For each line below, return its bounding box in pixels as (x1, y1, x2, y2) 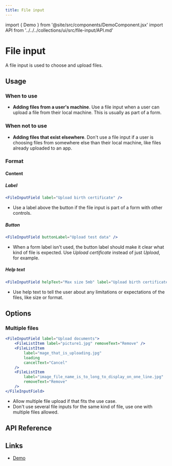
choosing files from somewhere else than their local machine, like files (12, 139, 161, 145)
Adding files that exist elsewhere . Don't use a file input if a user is (12, 134, 154, 140)
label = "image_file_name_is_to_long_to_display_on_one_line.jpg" (24, 375, 164, 380)
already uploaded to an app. (12, 145, 73, 151)
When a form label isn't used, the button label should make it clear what (12, 244, 164, 250)
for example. (12, 255, 39, 261)
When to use (5, 92, 37, 99)
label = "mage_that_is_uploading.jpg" (24, 350, 102, 356)
